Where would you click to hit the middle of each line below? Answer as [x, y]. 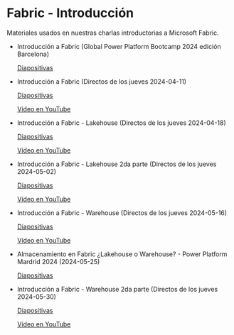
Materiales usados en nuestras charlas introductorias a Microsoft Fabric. [113, 33]
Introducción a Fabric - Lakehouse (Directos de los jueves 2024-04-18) [122, 123]
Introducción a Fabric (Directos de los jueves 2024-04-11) [101, 81]
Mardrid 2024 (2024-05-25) [58, 261]
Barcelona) [33, 54]
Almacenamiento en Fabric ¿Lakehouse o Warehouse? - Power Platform [122, 254]
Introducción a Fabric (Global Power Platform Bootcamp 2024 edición [119, 46]
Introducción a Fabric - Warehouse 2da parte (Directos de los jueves [117, 289]
